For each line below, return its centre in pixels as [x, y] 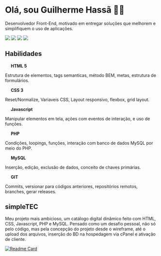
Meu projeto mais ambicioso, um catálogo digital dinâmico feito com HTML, [80, 219]
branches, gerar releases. [31, 191]
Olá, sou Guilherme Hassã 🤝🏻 [65, 10]
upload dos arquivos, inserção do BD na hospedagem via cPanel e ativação [80, 234]
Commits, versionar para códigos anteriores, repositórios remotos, [72, 186]
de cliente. [16, 239]
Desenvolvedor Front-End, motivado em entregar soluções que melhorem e [80, 23]
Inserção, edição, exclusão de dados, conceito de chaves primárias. [73, 167]
